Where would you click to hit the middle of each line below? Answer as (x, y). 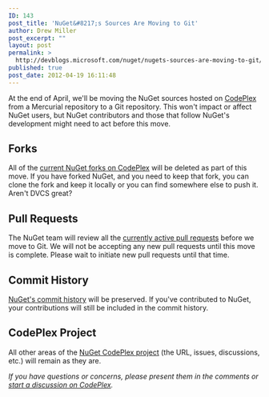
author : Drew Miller (43, 30)
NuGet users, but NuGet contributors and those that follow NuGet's (119, 115)
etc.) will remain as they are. (55, 360)
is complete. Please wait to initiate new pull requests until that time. (119, 255)
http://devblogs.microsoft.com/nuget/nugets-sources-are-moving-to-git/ (139, 61)
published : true (35, 68)
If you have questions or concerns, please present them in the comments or (133, 376)
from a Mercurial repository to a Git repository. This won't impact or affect (130, 106)
